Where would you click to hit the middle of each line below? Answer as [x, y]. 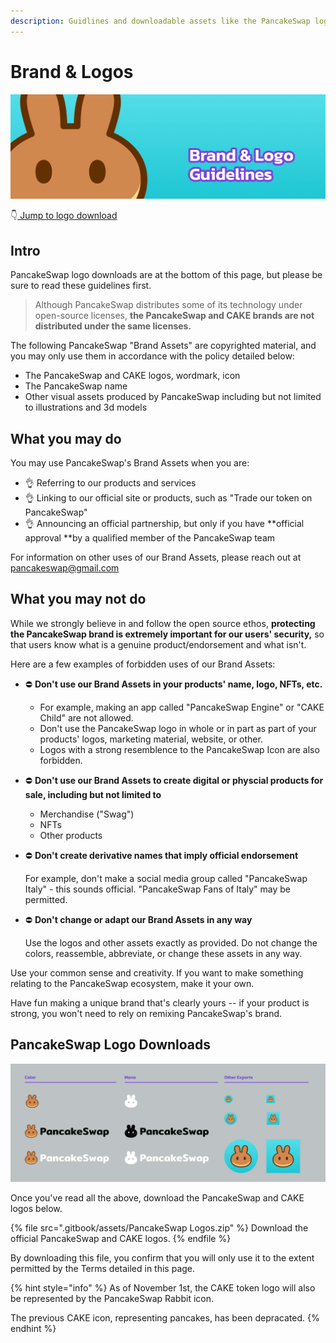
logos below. [36, 1208]
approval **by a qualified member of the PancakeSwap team [150, 538]
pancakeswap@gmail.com [65, 568]
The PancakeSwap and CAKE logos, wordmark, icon [132, 376]
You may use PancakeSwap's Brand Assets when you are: [130, 463]
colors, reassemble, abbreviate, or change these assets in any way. [163, 953]
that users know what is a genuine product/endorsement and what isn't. [158, 644]
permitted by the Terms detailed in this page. [103, 1268]
